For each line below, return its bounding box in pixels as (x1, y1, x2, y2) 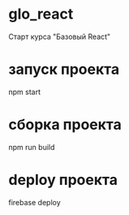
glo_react (8, 5, 74, 24)
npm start (8, 87, 41, 97)
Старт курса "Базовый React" (8, 32, 111, 41)
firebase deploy (8, 197, 61, 207)
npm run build (8, 142, 55, 152)
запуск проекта (8, 60, 120, 79)
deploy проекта (8, 171, 118, 189)
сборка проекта (8, 115, 122, 134)
